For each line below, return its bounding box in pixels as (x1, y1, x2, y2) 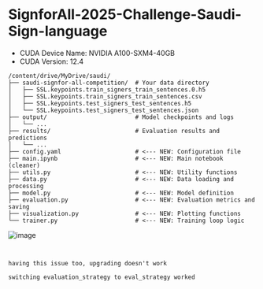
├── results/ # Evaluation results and (8, 127, 220, 135)
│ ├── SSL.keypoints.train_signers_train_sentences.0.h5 (8, 85, 206, 94)
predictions (8, 134, 47, 142)
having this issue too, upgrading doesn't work (8, 259, 168, 267)
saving (8, 202, 30, 210)
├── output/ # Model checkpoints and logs (8, 113, 235, 121)
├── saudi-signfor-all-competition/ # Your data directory (8, 79, 210, 87)
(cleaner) (8, 161, 41, 169)
